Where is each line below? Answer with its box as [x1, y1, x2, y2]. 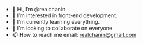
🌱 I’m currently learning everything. [11, 18, 100, 25]
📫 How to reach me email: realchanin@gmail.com [11, 32, 137, 38]
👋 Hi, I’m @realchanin [11, 6, 66, 12]
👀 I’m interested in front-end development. [11, 12, 118, 19]
